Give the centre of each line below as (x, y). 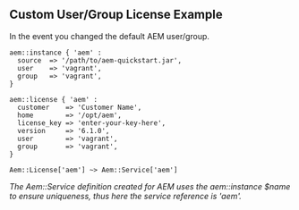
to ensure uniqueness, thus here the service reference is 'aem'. (125, 196)
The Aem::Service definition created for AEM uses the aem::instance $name (150, 186)
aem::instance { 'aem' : (56, 53)
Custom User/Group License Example (116, 15)
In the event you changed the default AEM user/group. (110, 36)
